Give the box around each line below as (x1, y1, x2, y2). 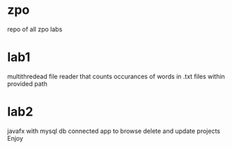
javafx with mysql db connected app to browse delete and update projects (7, 127, 221, 135)
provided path (7, 79, 47, 88)
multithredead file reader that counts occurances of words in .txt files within (7, 72, 225, 80)
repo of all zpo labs (7, 25, 63, 33)
